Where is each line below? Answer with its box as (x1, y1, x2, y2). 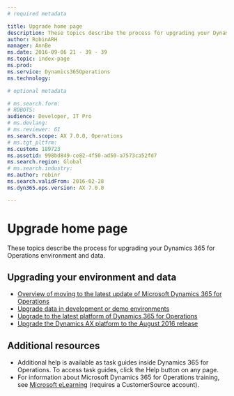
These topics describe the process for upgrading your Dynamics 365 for (7, 244, 215, 252)
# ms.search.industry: (7, 165, 73, 172)
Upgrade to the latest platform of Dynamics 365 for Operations (17, 312, 198, 321)
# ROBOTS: (7, 106, 36, 114)
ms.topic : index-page (7, 55, 70, 63)
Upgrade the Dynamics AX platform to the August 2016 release (17, 319, 198, 328)
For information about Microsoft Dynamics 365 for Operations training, (17, 373, 220, 381)
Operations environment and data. (7, 251, 106, 259)
